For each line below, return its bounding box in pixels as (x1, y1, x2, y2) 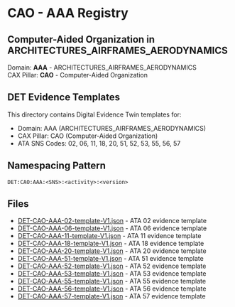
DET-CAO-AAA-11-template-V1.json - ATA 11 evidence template (17, 232, 202, 240)
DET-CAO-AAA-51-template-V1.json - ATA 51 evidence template (17, 254, 204, 263)
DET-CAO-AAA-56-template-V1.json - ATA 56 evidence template (17, 284, 207, 293)
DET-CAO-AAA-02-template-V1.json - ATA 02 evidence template (17, 217, 207, 225)
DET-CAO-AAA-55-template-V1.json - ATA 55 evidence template (17, 277, 207, 286)
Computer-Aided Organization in (7, 33, 155, 45)
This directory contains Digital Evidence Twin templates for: (7, 110, 182, 119)
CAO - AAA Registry (7, 5, 129, 21)
